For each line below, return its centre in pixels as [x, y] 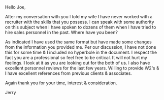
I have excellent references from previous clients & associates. [68, 73]
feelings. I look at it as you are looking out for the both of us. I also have [78, 63]
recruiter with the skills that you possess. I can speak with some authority [80, 22]
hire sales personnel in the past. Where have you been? [62, 32]
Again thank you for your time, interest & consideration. [61, 83]
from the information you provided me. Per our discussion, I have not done [81, 47]
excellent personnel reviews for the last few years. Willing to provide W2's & [82, 68]
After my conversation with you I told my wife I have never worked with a [79, 17]
